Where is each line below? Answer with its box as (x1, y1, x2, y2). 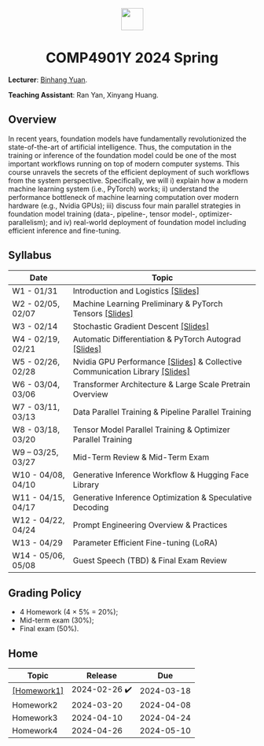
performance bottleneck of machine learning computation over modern (8, 192, 240, 201)
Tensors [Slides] (72, 308, 134, 319)
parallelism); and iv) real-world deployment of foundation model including (8, 217, 247, 227)
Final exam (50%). (19, 624, 79, 633)
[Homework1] (12, 685, 64, 696)
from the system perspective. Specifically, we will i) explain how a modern (8, 175, 248, 185)
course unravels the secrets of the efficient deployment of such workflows (8, 167, 250, 176)
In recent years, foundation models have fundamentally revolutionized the (8, 134, 247, 143)
